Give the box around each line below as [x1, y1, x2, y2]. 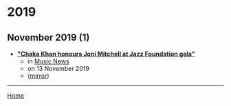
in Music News [27, 57, 70, 65]
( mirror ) [27, 72, 49, 80]
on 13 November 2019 [27, 65, 89, 72]
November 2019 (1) [7, 32, 90, 43]
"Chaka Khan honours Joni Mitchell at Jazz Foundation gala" [16, 50, 195, 58]
